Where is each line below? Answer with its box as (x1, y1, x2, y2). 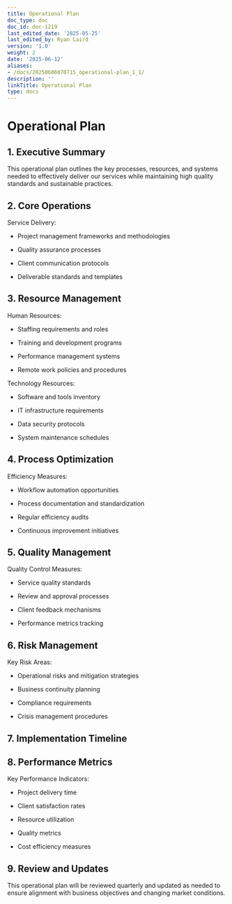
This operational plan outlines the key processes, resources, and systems (7, 165, 218, 173)
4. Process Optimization (7, 454, 114, 466)
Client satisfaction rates (17, 802, 86, 810)
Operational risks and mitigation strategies (17, 672, 139, 680)
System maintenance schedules (17, 433, 109, 441)
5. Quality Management (7, 546, 111, 558)
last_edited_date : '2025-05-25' (7, 29, 101, 37)
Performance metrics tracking (17, 619, 104, 628)
